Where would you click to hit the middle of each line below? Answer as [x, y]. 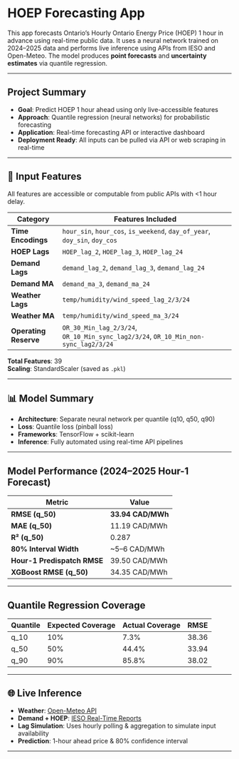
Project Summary [47, 92]
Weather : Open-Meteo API [57, 710]
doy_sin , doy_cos [90, 240]
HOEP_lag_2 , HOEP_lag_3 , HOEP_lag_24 [123, 251]
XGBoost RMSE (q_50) [50, 572]
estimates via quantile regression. [58, 63]
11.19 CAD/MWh [139, 526]
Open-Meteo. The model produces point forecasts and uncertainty [107, 56]
